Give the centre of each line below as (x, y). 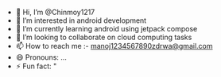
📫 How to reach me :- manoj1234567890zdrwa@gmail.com (114, 46)
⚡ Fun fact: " (36, 66)
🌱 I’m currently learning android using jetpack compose (107, 29)
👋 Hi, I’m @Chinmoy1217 (55, 12)
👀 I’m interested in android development (81, 20)
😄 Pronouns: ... (41, 57)
